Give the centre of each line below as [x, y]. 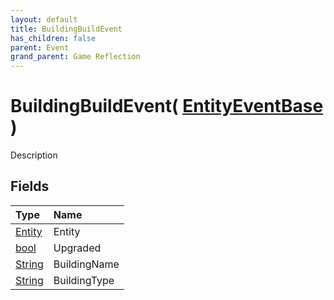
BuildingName [86, 264]
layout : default [44, 19]
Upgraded [77, 248]
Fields [30, 186]
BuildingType [84, 280]
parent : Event [40, 47]
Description [34, 155]
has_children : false [53, 38]
